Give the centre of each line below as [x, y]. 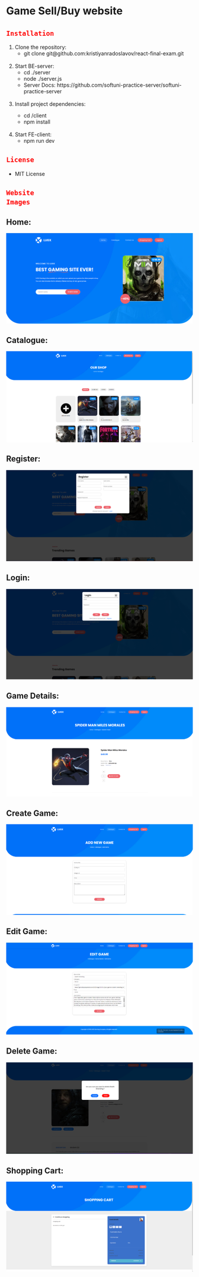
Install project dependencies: [50, 104]
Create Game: [32, 813]
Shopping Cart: [35, 1170]
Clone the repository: [41, 47]
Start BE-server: [34, 66]
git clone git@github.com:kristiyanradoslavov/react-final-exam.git [104, 54]
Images [18, 202]
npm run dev [39, 141]
